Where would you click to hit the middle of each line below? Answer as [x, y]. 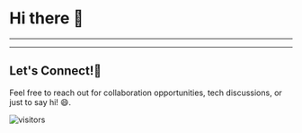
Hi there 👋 [46, 18]
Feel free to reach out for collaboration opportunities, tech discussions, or [146, 93]
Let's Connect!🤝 [55, 71]
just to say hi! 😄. [40, 102]
